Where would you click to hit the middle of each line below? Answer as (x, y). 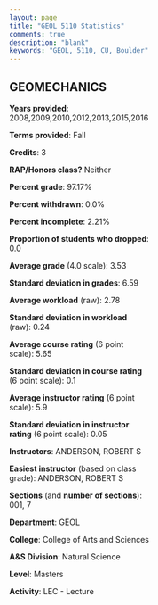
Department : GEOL (45, 522)
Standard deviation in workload (68, 317)
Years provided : (39, 108)
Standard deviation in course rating (76, 370)
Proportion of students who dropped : (79, 238)
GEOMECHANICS (58, 87)
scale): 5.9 (28, 407)
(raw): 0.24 (30, 327)
